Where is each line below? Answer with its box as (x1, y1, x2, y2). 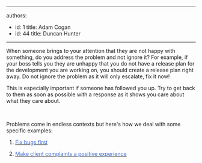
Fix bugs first (14, 139, 48, 146)
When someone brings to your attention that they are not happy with (6, 48, 176, 54)
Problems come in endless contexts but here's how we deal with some (6, 121, 181, 128)
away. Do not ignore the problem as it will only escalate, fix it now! (6, 73, 170, 80)
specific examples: (6, 127, 53, 134)
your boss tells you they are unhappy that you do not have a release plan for (6, 60, 195, 67)
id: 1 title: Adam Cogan (14, 23, 71, 31)
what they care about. (6, 97, 61, 104)
